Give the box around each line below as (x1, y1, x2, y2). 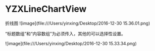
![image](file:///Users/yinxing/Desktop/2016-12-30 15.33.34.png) (5, 40, 137, 46)
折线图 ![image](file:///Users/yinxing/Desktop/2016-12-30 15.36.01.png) (5, 20, 150, 26)
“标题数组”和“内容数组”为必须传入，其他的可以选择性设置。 (5, 30, 126, 36)
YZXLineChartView (5, 3, 87, 15)
